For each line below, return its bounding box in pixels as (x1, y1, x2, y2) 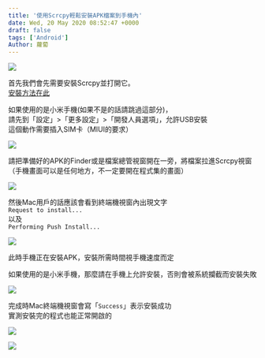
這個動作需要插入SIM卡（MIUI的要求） (8, 125, 132, 134)
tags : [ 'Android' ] (8, 33, 69, 42)
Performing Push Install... (8, 223, 101, 231)
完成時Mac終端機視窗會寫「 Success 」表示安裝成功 (8, 301, 172, 311)
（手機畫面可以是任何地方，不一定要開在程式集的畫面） (8, 166, 188, 176)
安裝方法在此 (8, 88, 50, 98)
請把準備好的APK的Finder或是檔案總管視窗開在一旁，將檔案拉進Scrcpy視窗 (8, 156, 252, 166)
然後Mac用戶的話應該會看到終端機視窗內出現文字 (8, 198, 168, 207)
